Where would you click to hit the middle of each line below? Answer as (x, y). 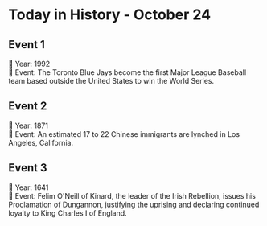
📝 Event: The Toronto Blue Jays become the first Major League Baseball (127, 72)
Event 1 (27, 45)
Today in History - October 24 (110, 15)
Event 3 (28, 168)
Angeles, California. (41, 142)
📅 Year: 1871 (28, 125)
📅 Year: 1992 (29, 64)
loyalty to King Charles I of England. (68, 213)
